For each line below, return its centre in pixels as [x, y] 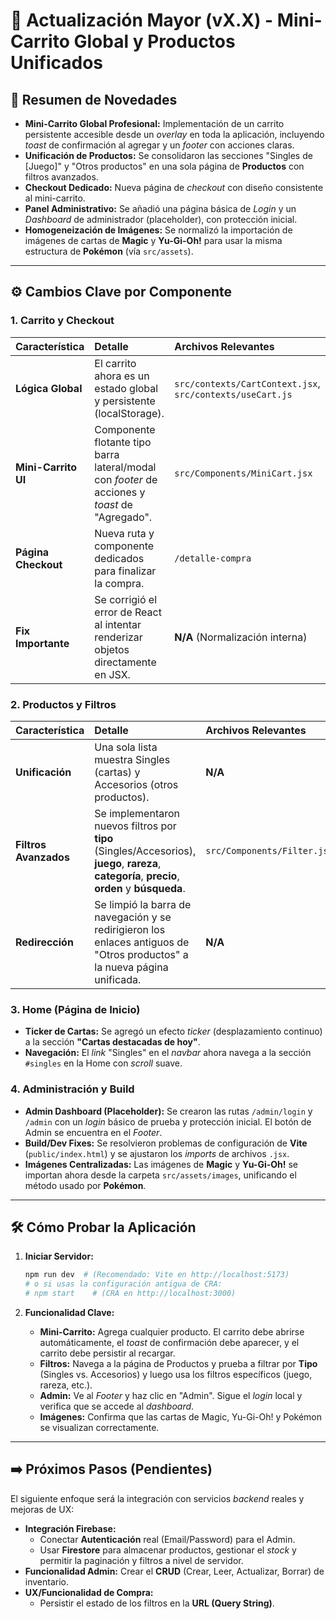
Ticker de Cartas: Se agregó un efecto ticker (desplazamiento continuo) [173, 1031]
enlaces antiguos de [142, 942]
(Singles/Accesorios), [145, 851]
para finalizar [125, 571]
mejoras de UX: [42, 1509]
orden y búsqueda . [140, 888]
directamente [125, 662]
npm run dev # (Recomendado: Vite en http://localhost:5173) [157, 1275]
